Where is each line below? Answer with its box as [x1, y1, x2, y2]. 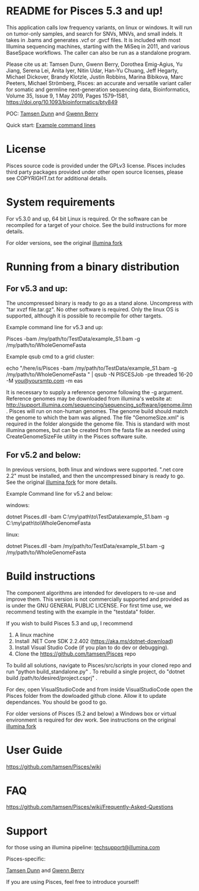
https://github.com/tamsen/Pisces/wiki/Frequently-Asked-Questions [6, 804, 173, 811]
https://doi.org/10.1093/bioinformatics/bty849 [6, 98, 118, 105]
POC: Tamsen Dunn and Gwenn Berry [6, 110, 99, 117]
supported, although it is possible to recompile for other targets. [6, 312, 163, 319]
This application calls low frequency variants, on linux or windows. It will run [6, 24, 192, 31]
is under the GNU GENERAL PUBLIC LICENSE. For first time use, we [6, 602, 172, 609]
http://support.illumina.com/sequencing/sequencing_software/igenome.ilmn [6, 401, 192, 408]
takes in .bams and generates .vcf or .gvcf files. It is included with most [6, 36, 181, 43]
